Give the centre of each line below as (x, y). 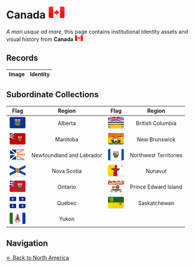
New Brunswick (156, 139)
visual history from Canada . (46, 39)
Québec (67, 203)
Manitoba (67, 139)
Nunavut (156, 171)
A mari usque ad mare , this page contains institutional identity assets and (97, 31)
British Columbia (156, 124)
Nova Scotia (67, 171)
